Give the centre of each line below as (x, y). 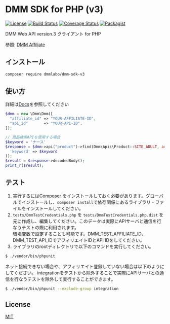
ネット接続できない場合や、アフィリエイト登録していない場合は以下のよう (83, 266)
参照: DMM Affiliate (25, 45)
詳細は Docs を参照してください (37, 104)
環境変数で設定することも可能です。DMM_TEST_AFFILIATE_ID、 (79, 234)
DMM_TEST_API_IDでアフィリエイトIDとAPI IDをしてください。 (78, 240)
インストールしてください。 (55, 208)
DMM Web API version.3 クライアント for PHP (53, 33)
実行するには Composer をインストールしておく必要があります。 (79, 196)
